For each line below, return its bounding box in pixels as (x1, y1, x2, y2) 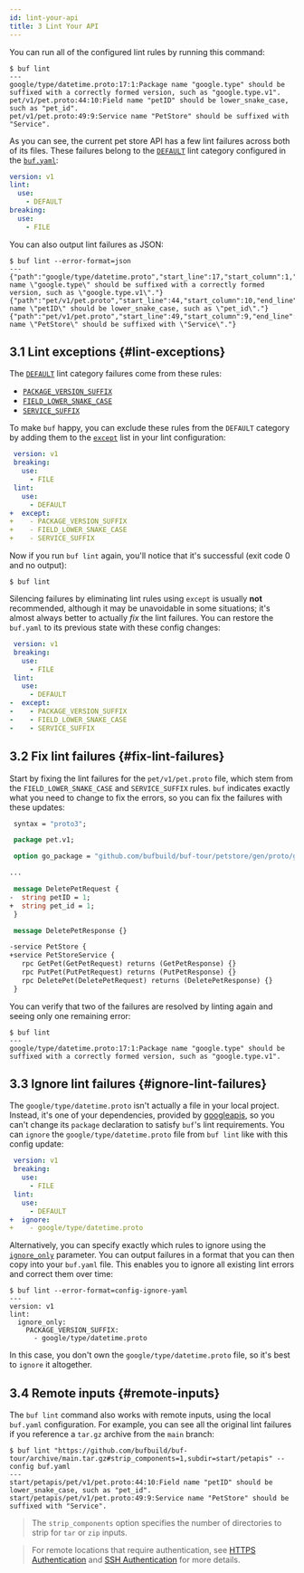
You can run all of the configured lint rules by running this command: (9, 46, 265, 57)
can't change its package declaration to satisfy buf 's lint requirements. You (9, 1120, 285, 1130)
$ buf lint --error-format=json (9, 256, 131, 265)
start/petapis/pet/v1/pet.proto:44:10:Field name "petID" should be (9, 1478, 273, 1487)
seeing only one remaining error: (9, 1010, 131, 1021)
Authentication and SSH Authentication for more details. (31, 1554, 241, 1566)
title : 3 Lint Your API (9, 22, 100, 31)
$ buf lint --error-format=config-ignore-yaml (9, 1286, 188, 1295)
